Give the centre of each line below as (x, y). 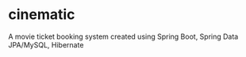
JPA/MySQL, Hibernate (46, 44)
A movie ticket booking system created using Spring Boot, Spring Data (123, 36)
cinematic (42, 15)
